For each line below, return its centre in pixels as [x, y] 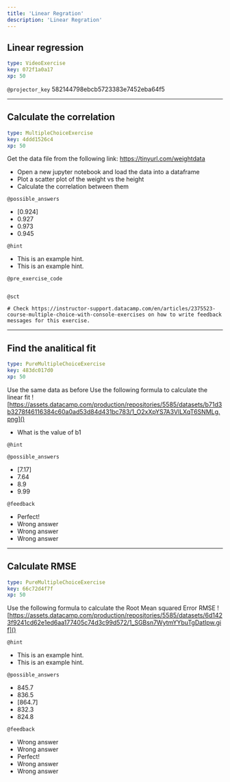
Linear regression [46, 48]
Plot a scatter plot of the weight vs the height [80, 180]
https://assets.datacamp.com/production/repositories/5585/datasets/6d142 [116, 615]
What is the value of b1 [49, 432]
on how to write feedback [185, 315]
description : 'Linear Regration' [55, 20]
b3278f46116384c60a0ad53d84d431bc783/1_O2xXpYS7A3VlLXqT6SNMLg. [114, 411]
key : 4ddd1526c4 [30, 139]
